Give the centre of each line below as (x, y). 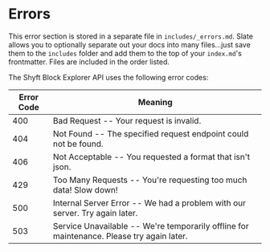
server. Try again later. (95, 213)
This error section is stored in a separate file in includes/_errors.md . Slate (131, 36)
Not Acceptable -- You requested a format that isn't (151, 156)
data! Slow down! (85, 189)
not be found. (78, 144)
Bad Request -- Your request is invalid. (127, 120)
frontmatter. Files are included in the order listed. (89, 62)
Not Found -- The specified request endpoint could (151, 133)
